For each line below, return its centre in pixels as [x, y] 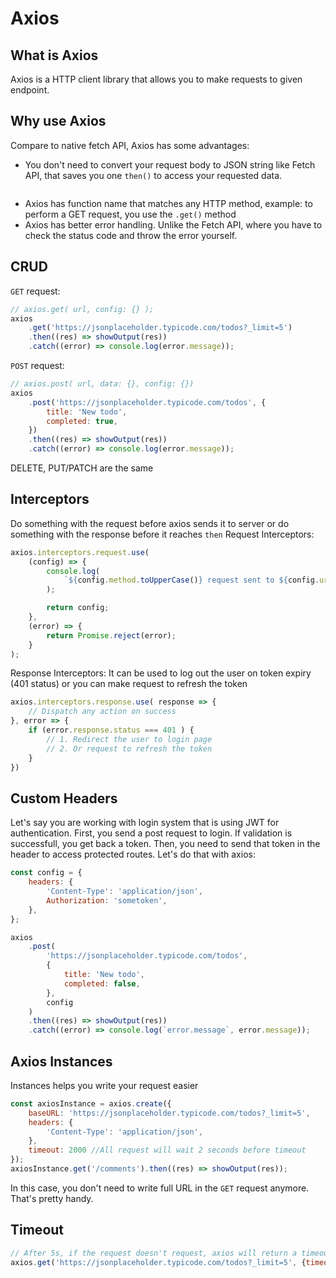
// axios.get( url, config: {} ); [82, 309]
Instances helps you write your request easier [104, 1085]
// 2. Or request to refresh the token [129, 748]
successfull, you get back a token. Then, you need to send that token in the [165, 844]
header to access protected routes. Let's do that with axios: [133, 854]
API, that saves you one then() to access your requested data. [153, 175]
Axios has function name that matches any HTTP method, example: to [168, 203]
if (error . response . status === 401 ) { [111, 730]
